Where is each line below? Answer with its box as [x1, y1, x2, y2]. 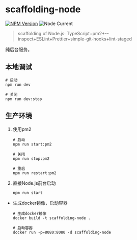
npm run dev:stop [5, 96, 42, 102]
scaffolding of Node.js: [17, 30, 66, 36]
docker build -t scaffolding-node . [12, 215, 91, 221]
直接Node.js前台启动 [12, 180, 56, 186]
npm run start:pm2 [12, 141, 52, 147]
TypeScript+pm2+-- [67, 30, 109, 36]
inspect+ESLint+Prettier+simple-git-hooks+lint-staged [17, 36, 132, 42]
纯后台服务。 [5, 46, 32, 52]
